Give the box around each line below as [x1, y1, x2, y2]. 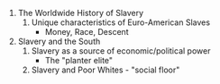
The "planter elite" [44, 55, 114, 65]
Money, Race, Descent [44, 27, 129, 37]
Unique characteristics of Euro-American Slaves [31, 17, 210, 28]
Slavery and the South [17, 36, 101, 46]
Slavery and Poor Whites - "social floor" [31, 64, 180, 75]
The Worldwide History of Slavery [17, 8, 144, 18]
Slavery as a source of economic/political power [31, 46, 211, 56]
